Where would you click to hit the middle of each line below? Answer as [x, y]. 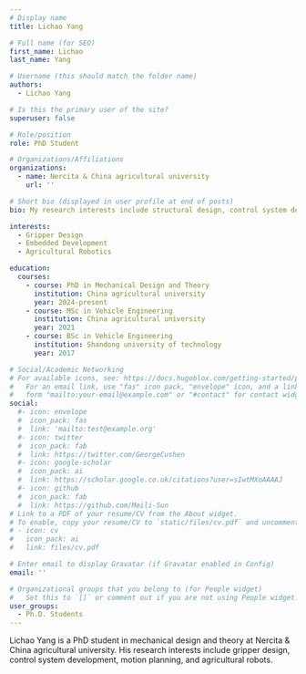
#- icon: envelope [53, 412]
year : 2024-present [70, 302]
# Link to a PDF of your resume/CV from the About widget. [124, 513]
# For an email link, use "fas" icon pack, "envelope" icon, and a [144, 387]
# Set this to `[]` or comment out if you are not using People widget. [154, 597]
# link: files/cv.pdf [55, 548]
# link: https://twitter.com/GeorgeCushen [101, 454]
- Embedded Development [62, 244]
